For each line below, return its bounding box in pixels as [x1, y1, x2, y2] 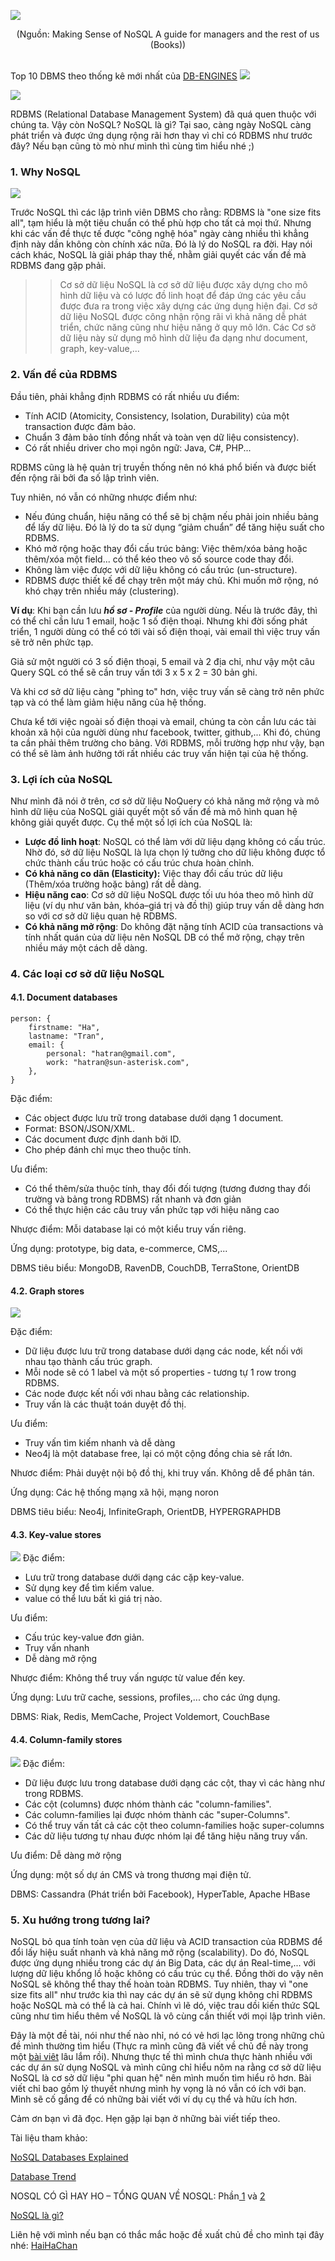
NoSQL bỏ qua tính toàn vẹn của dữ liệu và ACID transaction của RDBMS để [10, 1935, 323, 1947]
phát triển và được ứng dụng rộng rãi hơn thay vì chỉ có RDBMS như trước [10, 130, 313, 141]
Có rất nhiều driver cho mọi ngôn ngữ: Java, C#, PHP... [24, 441, 252, 454]
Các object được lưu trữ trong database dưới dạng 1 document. [24, 1112, 284, 1124]
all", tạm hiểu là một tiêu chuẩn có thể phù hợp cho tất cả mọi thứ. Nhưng [10, 217, 312, 229]
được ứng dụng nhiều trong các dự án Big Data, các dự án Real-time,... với [10, 1956, 316, 1969]
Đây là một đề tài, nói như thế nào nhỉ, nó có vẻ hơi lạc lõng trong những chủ [10, 2029, 325, 2041]
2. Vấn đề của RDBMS [10, 368, 118, 382]
